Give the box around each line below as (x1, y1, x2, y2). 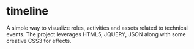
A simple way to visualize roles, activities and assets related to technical (6, 24, 188, 31)
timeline (6, 4, 49, 18)
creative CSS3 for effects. (6, 37, 72, 44)
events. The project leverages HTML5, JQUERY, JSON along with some (6, 30, 187, 38)
